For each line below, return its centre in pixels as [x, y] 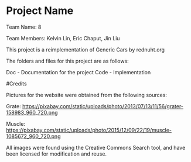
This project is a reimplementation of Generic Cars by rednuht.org [86, 49]
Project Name [40, 11]
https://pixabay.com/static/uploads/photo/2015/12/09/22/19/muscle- [89, 130]
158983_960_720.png [32, 112]
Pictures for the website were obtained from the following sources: [86, 95]
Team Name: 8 [24, 27]
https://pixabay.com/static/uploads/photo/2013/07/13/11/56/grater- [103, 106]
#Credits [17, 84]
